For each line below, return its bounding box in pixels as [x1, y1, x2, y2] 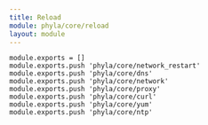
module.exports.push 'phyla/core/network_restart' [9, 61, 201, 71]
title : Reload [9, 12, 62, 22]
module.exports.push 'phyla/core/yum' [9, 100, 153, 109]
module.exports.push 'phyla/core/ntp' [9, 108, 153, 117]
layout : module [9, 29, 66, 38]
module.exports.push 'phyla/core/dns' [9, 69, 153, 78]
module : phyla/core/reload [9, 21, 109, 30]
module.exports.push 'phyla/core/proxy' [9, 85, 162, 94]
